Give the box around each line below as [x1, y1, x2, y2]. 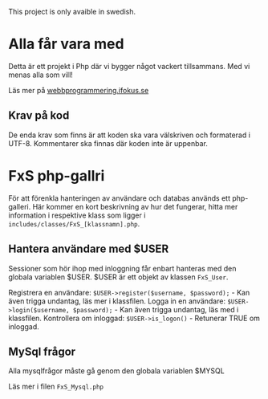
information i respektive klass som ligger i [8, 210, 146, 220]
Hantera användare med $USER [8, 242, 169, 256]
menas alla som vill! [8, 70, 74, 79]
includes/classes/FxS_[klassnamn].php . [8, 218, 140, 228]
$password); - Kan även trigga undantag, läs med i [72, 304, 239, 314]
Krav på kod [8, 108, 70, 123]
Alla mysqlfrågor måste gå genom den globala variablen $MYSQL [8, 366, 225, 376]
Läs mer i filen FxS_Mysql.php [8, 381, 104, 392]
